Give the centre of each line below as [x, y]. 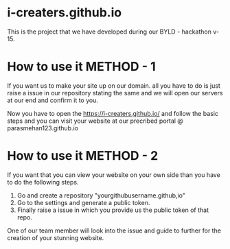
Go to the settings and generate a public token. [83, 202]
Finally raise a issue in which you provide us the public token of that [113, 210]
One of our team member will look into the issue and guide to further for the [114, 230]
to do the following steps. [43, 182]
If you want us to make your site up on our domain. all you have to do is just [114, 85]
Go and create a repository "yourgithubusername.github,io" [101, 195]
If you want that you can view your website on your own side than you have [114, 175]
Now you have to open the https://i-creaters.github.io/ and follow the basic [113, 113]
